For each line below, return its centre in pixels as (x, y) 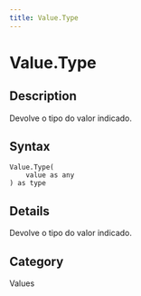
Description (43, 96)
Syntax (30, 147)
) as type (28, 183)
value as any (50, 175)
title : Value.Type (44, 18)
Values (22, 283)
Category (37, 261)
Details (29, 211)
